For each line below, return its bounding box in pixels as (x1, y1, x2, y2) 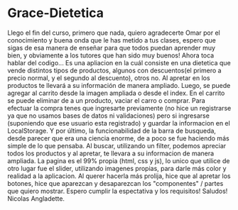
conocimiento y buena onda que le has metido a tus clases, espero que (7, 35, 217, 44)
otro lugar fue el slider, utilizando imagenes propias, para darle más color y (7, 164, 227, 172)
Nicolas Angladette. (7, 194, 65, 203)
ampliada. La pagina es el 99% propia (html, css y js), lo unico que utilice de (7, 156, 230, 165)
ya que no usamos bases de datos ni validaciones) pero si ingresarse (7, 111, 210, 120)
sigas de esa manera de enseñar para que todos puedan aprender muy (7, 43, 215, 52)
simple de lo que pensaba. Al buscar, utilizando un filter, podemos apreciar (7, 141, 227, 150)
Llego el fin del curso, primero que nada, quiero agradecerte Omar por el (7, 28, 220, 37)
